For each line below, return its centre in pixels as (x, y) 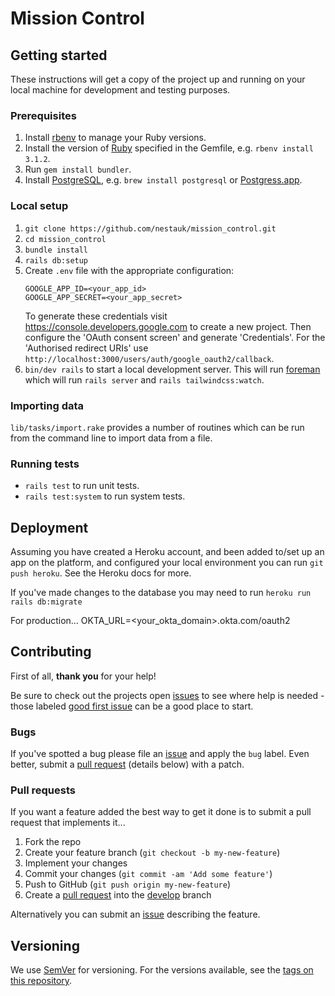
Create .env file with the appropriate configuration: (129, 270)
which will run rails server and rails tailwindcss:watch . (144, 379)
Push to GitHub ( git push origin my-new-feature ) (127, 884)
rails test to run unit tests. (82, 486)
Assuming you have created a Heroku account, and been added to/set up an (167, 551)
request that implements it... (68, 823)
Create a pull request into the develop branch (118, 895)
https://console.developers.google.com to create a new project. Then (168, 326)
